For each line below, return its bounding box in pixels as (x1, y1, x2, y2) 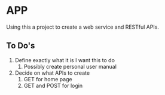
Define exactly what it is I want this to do (14, 56, 115, 63)
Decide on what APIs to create (14, 69, 90, 76)
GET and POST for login (23, 82, 83, 89)
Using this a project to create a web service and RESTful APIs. (6, 23, 160, 30)
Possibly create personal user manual (23, 63, 117, 70)
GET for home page (23, 75, 73, 82)
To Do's (6, 41, 35, 51)
